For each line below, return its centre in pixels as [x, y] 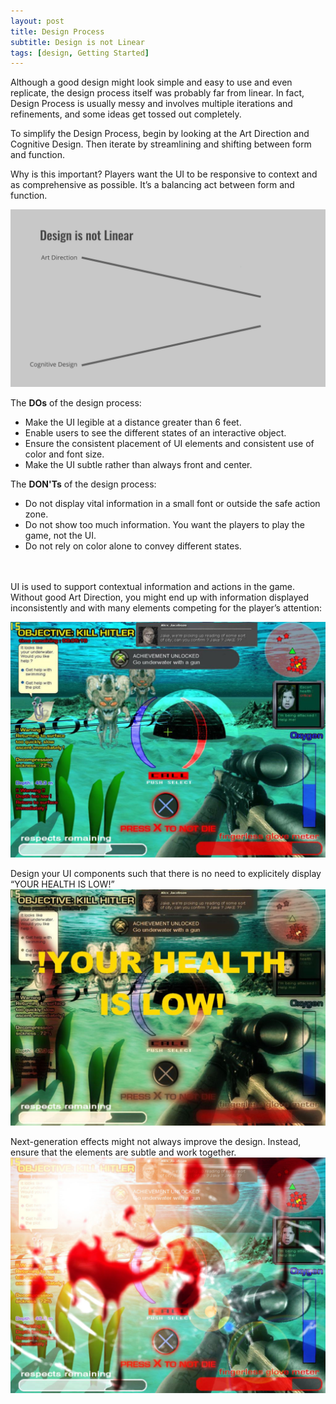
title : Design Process [57, 31]
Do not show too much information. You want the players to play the [164, 524]
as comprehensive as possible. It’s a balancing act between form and [152, 185]
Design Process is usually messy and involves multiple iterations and [151, 104]
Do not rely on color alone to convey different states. [133, 546]
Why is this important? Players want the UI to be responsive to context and [164, 174]
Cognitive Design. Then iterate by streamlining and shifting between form [161, 144]
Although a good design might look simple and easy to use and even [151, 82]
